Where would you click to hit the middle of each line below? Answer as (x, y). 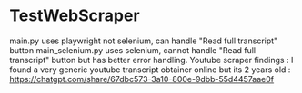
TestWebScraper (75, 16)
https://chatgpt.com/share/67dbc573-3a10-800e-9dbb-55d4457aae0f (142, 79)
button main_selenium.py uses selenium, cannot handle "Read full (133, 50)
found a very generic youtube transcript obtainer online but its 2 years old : (150, 70)
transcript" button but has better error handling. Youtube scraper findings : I (151, 60)
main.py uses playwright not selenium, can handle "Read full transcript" (144, 41)
